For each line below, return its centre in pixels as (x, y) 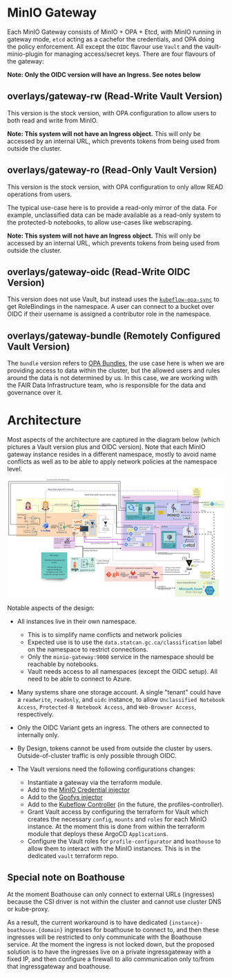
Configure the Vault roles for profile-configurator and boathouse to (124, 841)
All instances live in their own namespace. (77, 621)
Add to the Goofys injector (65, 797)
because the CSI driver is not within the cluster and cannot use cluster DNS (115, 901)
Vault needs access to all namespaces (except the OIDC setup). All (122, 671)
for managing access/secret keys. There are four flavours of (130, 54)
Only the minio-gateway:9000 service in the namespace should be (120, 656)
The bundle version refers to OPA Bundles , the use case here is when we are (116, 363)
